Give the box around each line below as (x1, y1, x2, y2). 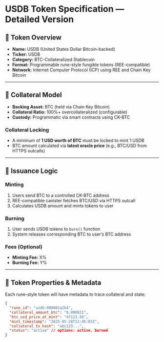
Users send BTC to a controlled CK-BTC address (12, 192, 110, 198)
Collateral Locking (5, 126, 49, 133)
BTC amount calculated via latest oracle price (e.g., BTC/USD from (12, 143, 147, 149)
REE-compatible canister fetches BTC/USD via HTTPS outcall (12, 197, 136, 203)
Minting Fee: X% (12, 255, 47, 260)
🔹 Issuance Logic (5, 167, 58, 175)
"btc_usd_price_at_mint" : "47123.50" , (9, 314, 89, 320)
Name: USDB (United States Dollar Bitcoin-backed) (12, 46, 116, 52)
